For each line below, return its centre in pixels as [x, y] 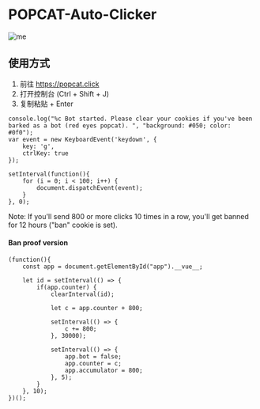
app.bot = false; [93, 356]
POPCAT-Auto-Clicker [83, 15]
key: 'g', [39, 146]
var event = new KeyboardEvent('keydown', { [83, 139]
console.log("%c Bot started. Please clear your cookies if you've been [130, 119]
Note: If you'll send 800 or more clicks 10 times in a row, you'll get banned [128, 216]
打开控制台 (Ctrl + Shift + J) [64, 93]
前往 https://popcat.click [59, 84]
